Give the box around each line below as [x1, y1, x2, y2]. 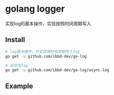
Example [5, 82, 33, 90]
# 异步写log [5, 63, 28, 68]
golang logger [5, 3, 65, 15]
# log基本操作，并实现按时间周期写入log [5, 49, 80, 54]
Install [5, 36, 25, 44]
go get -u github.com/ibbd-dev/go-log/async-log [5, 68, 109, 73]
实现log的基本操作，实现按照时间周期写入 [5, 20, 92, 26]
